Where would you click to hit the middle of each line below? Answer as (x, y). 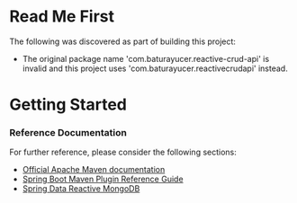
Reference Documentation (68, 133)
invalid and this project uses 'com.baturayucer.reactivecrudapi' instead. (155, 68)
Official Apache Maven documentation (94, 170)
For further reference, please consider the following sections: (123, 152)
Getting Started (68, 105)
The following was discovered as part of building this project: (123, 41)
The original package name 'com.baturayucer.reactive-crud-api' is (146, 58)
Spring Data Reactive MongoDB (81, 189)
